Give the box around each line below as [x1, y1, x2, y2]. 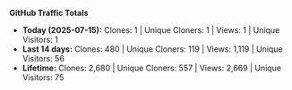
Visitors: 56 [21, 53, 65, 63]
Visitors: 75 [21, 72, 64, 83]
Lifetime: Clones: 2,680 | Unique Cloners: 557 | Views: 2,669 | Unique [21, 62, 282, 73]
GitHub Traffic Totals [9, 8, 89, 18]
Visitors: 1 [21, 35, 58, 45]
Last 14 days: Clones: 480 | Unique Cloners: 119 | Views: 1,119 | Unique [21, 44, 284, 54]
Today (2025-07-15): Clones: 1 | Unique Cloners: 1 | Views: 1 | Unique [21, 25, 280, 35]
